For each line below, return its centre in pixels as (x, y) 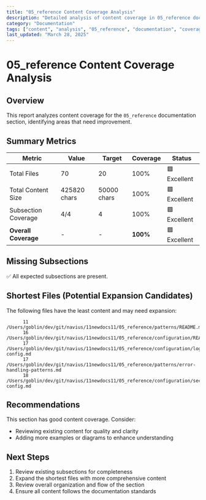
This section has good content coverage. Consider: (71, 419)
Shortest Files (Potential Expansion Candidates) (100, 296)
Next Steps (28, 457)
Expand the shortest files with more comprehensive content (91, 479)
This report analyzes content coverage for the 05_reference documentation (101, 115)
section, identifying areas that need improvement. (69, 122)
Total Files (24, 174)
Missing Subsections (48, 262)
